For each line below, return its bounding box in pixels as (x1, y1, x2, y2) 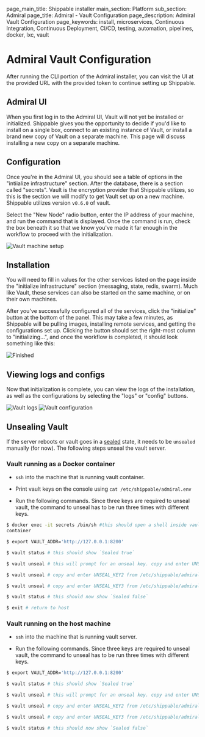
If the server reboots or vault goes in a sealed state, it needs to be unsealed (6, 438, 195, 445)
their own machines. (6, 296, 58, 303)
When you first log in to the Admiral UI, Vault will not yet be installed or (6, 113, 184, 120)
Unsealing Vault (6, 422, 68, 432)
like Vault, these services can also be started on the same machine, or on (6, 289, 190, 296)
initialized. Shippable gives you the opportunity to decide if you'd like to (6, 119, 186, 127)
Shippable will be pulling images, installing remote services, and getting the (6, 320, 196, 328)
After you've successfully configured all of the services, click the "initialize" (6, 307, 196, 315)
